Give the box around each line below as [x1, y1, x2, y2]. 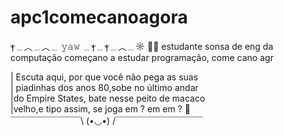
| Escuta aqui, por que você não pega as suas [10, 71, 199, 83]
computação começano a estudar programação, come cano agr [10, 51, 274, 63]
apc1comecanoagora [10, 6, 188, 29]
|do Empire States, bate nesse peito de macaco [10, 92, 206, 104]
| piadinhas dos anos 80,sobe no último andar [10, 81, 199, 93]
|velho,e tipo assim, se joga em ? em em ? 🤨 [10, 102, 191, 115]
